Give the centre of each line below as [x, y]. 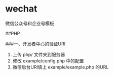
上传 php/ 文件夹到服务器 [39, 54]
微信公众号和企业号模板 [30, 23]
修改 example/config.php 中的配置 [48, 60]
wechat [21, 9]
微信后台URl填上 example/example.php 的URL [61, 67]
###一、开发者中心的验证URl [35, 44]
